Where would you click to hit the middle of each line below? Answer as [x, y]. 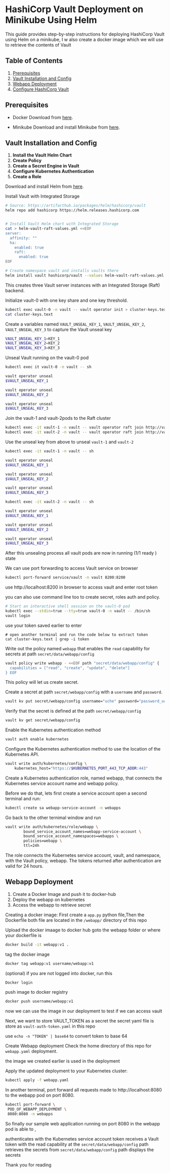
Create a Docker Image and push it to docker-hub [64, 894]
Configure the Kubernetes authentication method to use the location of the [83, 749]
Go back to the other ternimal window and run [53, 817]
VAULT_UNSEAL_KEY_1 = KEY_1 [32, 339]
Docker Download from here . [43, 117]
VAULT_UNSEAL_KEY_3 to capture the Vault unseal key [59, 329]
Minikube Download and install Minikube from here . [66, 127]
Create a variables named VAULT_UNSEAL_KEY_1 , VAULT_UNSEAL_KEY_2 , [75, 324]
